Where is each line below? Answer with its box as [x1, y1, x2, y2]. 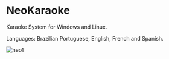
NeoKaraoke [6, 4, 71, 17]
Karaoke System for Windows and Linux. [6, 23, 107, 30]
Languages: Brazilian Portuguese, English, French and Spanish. [6, 35, 164, 42]
